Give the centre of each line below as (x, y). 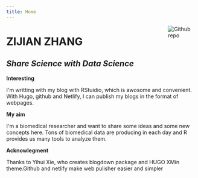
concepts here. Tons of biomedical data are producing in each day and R (97, 132)
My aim (16, 114)
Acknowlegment (27, 150)
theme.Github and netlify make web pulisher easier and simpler (85, 168)
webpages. (20, 102)
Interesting (20, 78)
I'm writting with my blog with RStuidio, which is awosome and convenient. (99, 90)
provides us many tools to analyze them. (56, 138)
